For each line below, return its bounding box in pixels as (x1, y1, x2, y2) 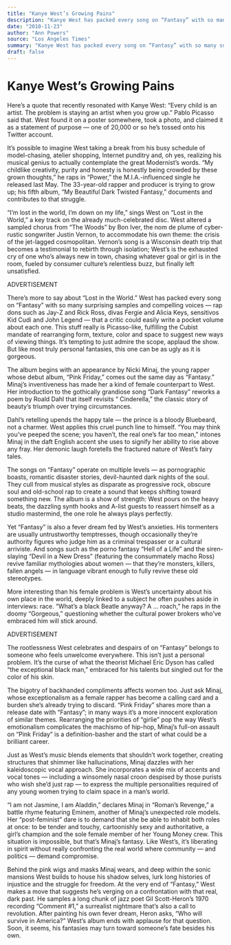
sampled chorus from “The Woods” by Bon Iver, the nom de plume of (7, 223, 203, 231)
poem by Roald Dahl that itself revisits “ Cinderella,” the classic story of (7, 394, 208, 403)
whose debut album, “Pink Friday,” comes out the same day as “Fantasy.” (7, 373, 214, 381)
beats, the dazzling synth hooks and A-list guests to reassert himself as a (7, 502, 215, 510)
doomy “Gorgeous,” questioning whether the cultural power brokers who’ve (7, 609, 221, 618)
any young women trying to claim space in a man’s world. (7, 787, 170, 795)
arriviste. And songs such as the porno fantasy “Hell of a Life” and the (7, 545, 206, 553)
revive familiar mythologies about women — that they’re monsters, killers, (7, 559, 215, 567)
